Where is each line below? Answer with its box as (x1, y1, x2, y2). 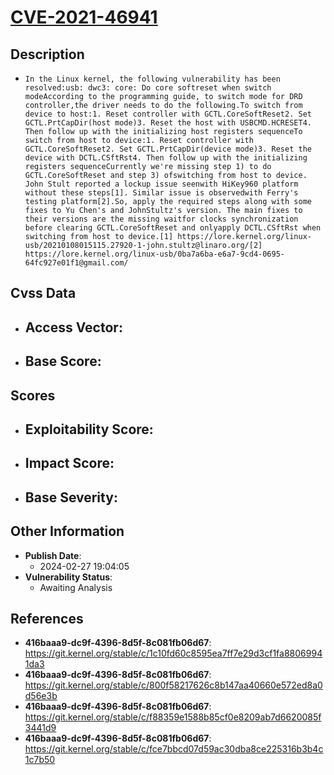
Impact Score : (24, 455, 115, 472)
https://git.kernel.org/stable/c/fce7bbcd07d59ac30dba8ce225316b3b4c (24, 743, 324, 755)
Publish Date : (24, 549, 82, 561)
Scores (10, 387, 56, 404)
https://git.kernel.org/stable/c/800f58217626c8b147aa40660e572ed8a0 (24, 679, 323, 691)
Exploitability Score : (24, 421, 154, 438)
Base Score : (24, 353, 102, 370)
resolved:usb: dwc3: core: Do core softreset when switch (24, 83, 272, 93)
